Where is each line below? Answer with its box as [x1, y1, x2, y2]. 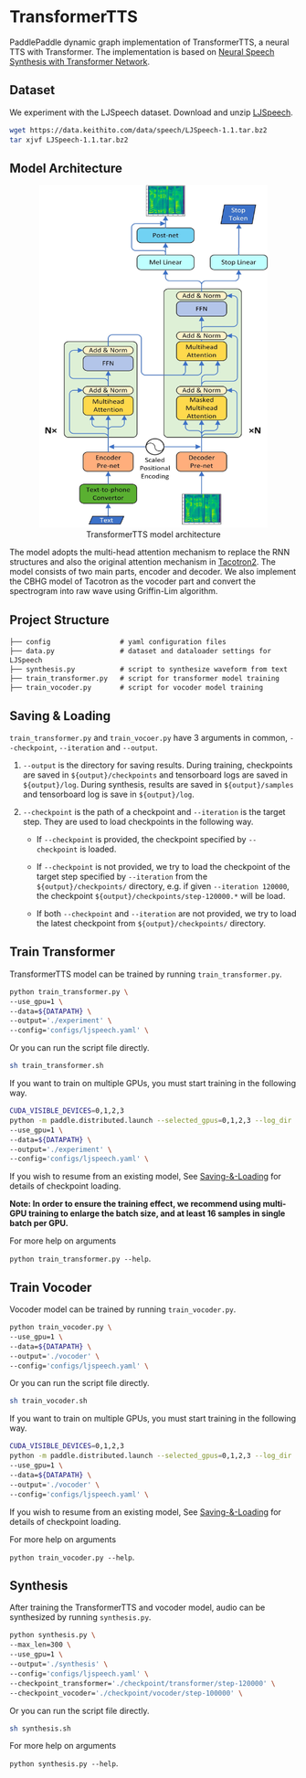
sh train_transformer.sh [9, 1062, 104, 1071]
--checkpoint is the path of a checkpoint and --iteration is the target [22, 806, 286, 817]
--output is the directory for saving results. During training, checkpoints [22, 759, 293, 770]
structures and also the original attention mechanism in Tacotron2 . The [9, 556, 276, 567]
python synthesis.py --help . [9, 1758, 119, 1769]
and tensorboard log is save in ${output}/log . [22, 788, 195, 799]
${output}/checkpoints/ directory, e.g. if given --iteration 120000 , [36, 880, 290, 892]
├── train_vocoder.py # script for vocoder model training [9, 683, 263, 693]
